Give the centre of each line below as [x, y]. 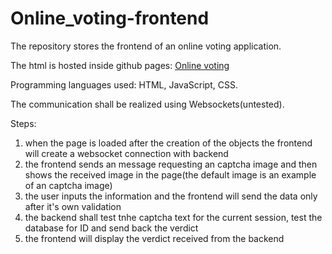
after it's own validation [73, 206]
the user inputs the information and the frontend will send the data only [171, 196]
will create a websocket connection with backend [126, 153]
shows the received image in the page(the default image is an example [170, 174]
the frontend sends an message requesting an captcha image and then [171, 164]
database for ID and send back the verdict [111, 228]
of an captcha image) [68, 185]
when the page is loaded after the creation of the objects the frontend [168, 143]
